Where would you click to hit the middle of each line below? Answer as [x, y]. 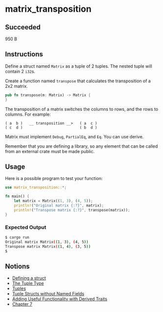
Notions [17, 266]
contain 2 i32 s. [20, 71]
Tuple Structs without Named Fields [48, 294]
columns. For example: [28, 114]
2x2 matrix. [16, 86]
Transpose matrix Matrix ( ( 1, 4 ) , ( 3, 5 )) [48, 246]
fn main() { [17, 196]
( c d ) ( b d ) [51, 128]
